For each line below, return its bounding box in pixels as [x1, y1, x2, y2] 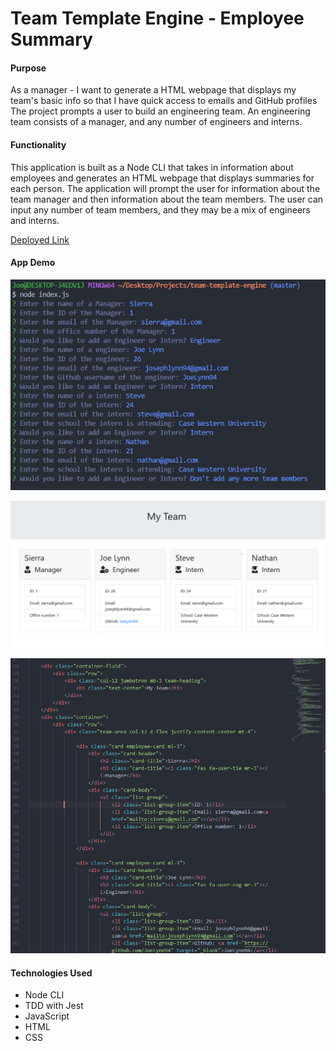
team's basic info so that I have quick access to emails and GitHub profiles [10, 95, 318, 107]
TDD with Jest [24, 1000, 84, 1012]
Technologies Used [10, 967, 93, 979]
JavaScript [24, 1010, 70, 1022]
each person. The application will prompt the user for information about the [10, 182, 321, 194]
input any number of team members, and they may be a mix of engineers [10, 203, 311, 216]
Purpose [10, 62, 47, 74]
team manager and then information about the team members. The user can [10, 193, 324, 205]
